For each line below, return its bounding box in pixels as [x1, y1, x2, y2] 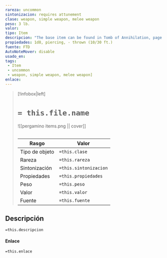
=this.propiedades [59, 173, 103, 179]
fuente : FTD [5, 44, 30, 49]
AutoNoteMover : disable [5, 49, 55, 54]
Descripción [5, 214, 44, 222]
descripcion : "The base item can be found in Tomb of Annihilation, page [5, 35, 162, 40]
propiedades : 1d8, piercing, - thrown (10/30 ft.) [5, 40, 113, 45]
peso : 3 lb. [5, 21, 30, 26]
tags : [5, 58, 16, 63]
